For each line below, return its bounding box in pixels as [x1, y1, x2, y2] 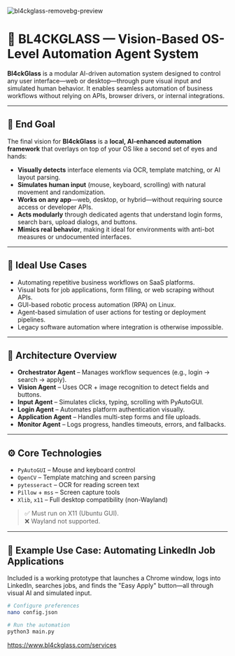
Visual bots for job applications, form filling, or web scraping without [17, 285, 215, 294]
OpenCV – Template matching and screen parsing [17, 473, 156, 481]
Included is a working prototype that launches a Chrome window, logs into [7, 574, 221, 582]
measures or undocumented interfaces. [17, 232, 131, 241]
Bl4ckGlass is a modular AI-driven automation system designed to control [7, 69, 221, 77]
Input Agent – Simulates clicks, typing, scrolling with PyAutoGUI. [17, 398, 204, 406]
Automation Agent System [41, 46, 199, 62]
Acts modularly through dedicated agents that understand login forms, [17, 210, 223, 219]
